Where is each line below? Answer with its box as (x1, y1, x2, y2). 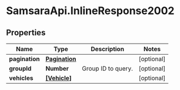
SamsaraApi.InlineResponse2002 (6, 4, 175, 18)
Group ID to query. (82, 65, 134, 72)
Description (91, 45, 125, 53)
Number (45, 65, 69, 72)
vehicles (9, 74, 34, 82)
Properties (6, 28, 46, 38)
